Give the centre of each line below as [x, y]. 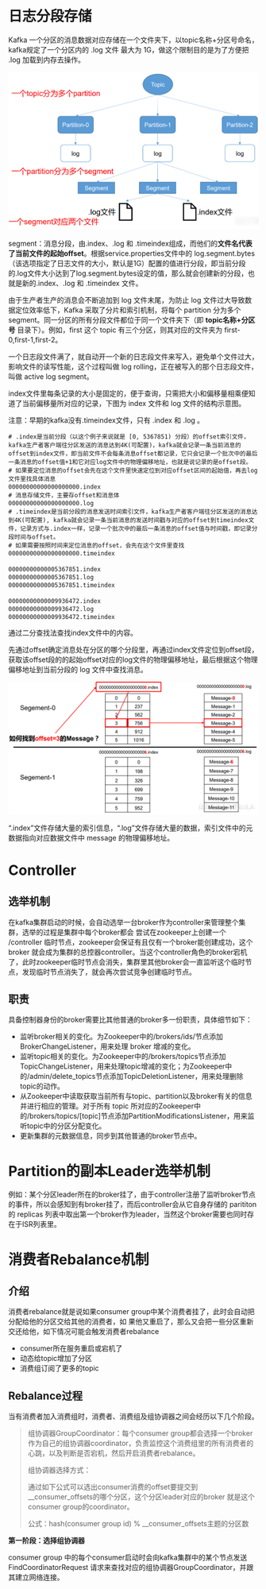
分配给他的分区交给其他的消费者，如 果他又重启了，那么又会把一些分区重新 [131, 1322]
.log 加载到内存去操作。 [47, 60]
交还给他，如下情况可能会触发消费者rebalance [84, 1332]
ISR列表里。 [41, 1224]
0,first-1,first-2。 [35, 339]
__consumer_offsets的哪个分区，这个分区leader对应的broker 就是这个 [141, 1497]
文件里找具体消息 [32, 479]
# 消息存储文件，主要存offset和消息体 [64, 495]
